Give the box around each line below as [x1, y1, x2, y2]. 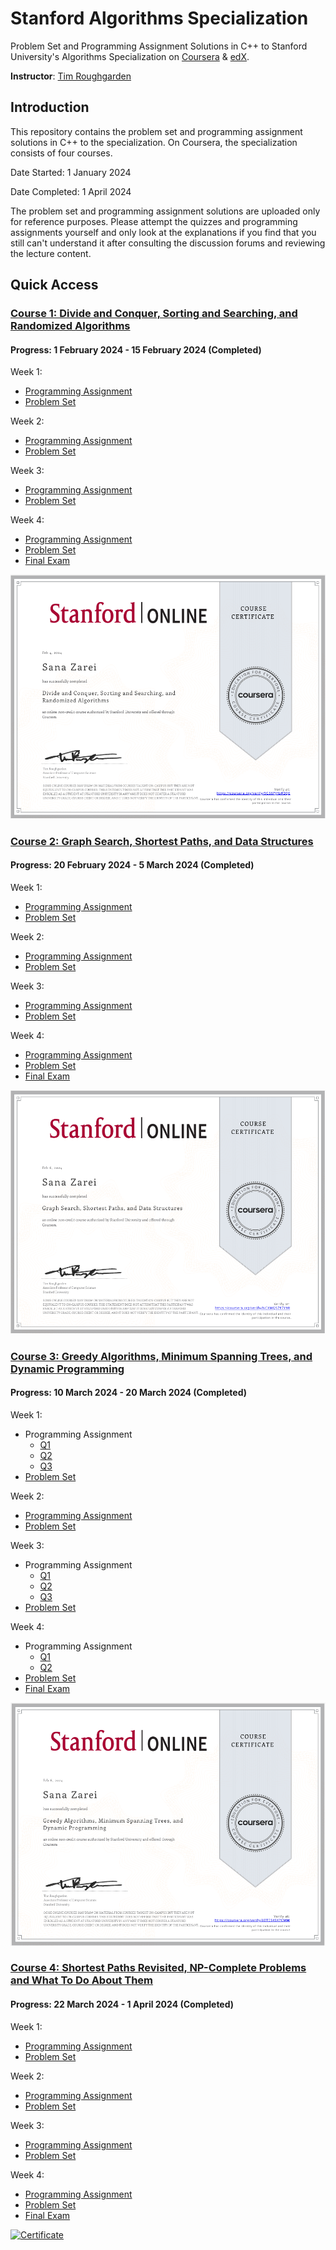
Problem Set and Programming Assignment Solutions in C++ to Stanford [10, 40, 308, 52]
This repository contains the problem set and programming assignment [10, 125, 303, 137]
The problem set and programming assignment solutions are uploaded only [10, 205, 321, 217]
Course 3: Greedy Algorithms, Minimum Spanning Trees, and [10, 1349, 313, 1363]
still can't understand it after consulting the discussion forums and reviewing [10, 237, 326, 249]
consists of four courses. [10, 147, 113, 159]
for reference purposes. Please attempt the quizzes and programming [10, 215, 298, 227]
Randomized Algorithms [10, 319, 131, 333]
